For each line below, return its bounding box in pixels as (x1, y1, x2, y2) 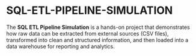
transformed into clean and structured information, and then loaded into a (6, 36, 189, 43)
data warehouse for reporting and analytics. (6, 43, 115, 50)
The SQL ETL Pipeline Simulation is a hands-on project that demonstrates (6, 23, 191, 31)
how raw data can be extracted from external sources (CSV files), (6, 30, 169, 37)
